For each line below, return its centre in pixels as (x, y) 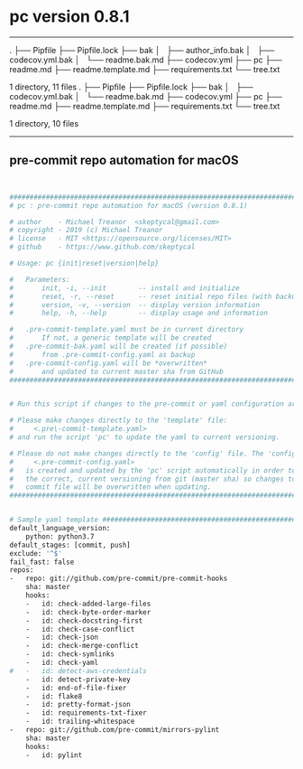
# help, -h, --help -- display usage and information (139, 314)
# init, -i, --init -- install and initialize (125, 288)
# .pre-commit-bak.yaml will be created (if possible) (119, 346)
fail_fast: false (42, 562)
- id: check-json (62, 638)
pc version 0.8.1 (69, 17)
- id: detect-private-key (78, 680)
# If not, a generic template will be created (110, 338)
